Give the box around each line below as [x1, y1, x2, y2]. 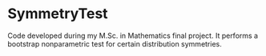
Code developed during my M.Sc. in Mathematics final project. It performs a [7, 31, 258, 40]
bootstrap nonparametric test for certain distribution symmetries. [7, 39, 222, 48]
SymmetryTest [7, 5, 109, 23]
